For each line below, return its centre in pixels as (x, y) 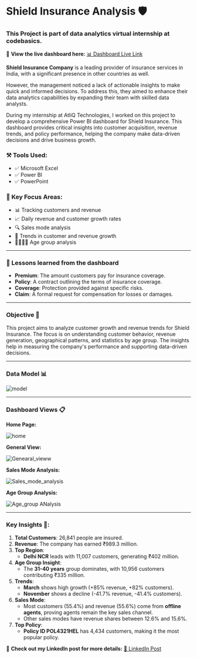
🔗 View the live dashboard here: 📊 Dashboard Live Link (74, 54)
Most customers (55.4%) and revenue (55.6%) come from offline (102, 606)
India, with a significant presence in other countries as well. (78, 74)
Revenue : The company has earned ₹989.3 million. (76, 544)
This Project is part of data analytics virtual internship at (88, 34)
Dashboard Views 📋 (36, 410)
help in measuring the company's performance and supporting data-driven (97, 346)
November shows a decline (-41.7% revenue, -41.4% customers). (103, 594)
